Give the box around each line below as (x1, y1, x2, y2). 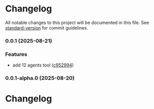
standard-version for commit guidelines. (5, 24, 88, 30)
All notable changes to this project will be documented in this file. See (5, 19, 149, 25)
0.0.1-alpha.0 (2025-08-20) (5, 74, 75, 81)
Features (5, 50, 28, 57)
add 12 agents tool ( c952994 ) (12, 62, 74, 68)
